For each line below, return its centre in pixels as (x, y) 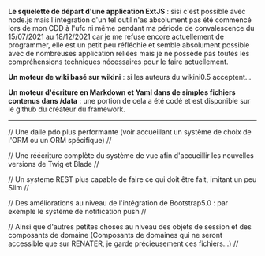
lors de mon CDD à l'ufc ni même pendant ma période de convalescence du (131, 28)
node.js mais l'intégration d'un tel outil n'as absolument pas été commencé (130, 20)
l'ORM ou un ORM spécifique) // (60, 140)
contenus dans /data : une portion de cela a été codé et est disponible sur (129, 101)
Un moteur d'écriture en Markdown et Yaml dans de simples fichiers (122, 92)
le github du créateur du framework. (67, 109)
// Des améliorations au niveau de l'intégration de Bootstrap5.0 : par (118, 203)
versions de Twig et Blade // (54, 164)
